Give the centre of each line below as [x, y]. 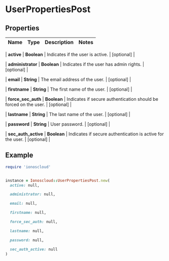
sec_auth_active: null [34, 249]
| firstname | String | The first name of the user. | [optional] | [69, 89]
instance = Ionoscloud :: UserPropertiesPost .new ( [58, 180]
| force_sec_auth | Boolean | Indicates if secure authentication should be [82, 99]
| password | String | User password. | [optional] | [58, 124]
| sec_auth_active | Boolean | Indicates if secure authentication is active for [84, 134]
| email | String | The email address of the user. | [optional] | [68, 79]
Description [59, 42]
